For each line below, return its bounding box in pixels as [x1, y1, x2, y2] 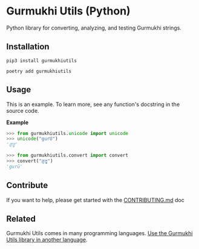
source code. [6, 107, 39, 114]
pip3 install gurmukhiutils [6, 57, 77, 64]
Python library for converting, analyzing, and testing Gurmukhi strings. [6, 24, 181, 31]
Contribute [6, 180, 48, 191]
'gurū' [6, 163, 23, 169]
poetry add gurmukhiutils [6, 68, 71, 74]
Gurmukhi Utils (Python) [6, 4, 131, 18]
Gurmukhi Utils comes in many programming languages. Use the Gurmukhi [6, 230, 193, 237]
